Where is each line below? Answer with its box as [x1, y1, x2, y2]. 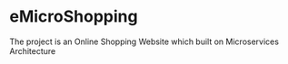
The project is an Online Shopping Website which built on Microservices [9, 36, 280, 47]
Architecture [9, 45, 56, 56]
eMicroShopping [9, 6, 138, 27]
